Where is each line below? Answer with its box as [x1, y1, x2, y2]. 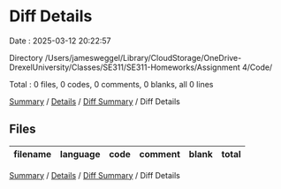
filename [13, 147, 52, 160]
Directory [9, 52, 43, 63]
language [60, 147, 101, 160]
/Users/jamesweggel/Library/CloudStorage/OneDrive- [44, 52, 242, 63]
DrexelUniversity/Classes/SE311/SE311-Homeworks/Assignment [9, 62, 240, 72]
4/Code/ [241, 62, 273, 72]
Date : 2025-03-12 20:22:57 [9, 35, 111, 46]
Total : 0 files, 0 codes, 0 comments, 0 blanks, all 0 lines [9, 79, 214, 89]
